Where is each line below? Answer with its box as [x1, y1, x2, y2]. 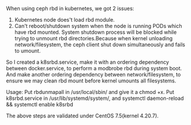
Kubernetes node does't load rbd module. [14, 16, 115, 23]
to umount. [14, 47, 41, 54]
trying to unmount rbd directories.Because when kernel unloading [14, 35, 173, 41]
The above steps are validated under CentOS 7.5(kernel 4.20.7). [6, 112, 159, 119]
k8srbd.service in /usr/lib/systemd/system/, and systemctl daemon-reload [6, 95, 185, 102]
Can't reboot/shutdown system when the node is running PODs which [14, 23, 182, 29]
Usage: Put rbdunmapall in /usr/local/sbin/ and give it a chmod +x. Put [6, 89, 175, 95]
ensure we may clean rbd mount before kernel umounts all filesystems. [6, 77, 176, 84]
